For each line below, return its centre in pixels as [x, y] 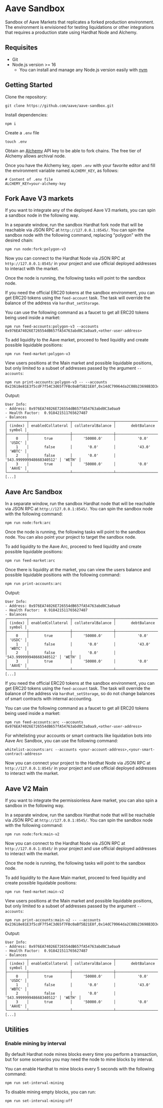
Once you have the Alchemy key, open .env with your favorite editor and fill [80, 165]
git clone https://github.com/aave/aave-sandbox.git [59, 106]
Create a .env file [22, 132]
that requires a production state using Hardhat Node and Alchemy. [71, 32]
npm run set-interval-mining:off [39, 1101]
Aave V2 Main [27, 789]
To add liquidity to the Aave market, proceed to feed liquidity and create [77, 340]
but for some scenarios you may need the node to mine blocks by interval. [79, 1059]
